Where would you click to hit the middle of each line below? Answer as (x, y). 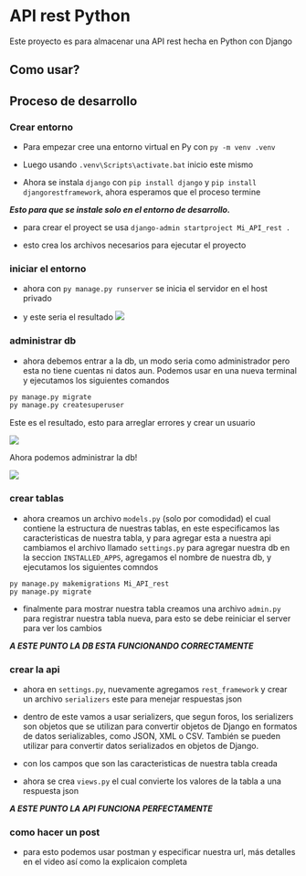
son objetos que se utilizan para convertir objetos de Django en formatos (160, 726)
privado (37, 299)
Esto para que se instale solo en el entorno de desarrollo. (120, 210)
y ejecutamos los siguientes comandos (96, 380)
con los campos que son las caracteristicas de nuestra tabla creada (150, 763)
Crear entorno (42, 127)
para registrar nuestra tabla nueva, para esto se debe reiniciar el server (157, 618)
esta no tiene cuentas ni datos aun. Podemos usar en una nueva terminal (159, 370)
